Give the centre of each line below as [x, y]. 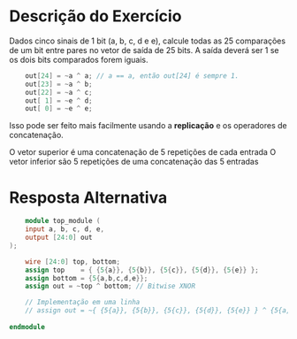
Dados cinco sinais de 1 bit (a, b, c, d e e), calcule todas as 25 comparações [147, 41]
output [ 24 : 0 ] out [59, 237]
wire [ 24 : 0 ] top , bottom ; [73, 262]
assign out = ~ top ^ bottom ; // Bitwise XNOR [110, 286]
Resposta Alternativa [88, 197]
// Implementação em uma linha [83, 303]
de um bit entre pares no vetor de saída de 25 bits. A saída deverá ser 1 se [145, 50]
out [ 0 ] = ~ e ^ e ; [59, 109]
